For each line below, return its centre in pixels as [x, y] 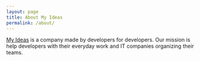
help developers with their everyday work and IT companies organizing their [100, 46]
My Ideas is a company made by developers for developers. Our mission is [98, 40]
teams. [15, 53]
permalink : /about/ [31, 23]
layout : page [22, 12]
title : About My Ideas [34, 17]
